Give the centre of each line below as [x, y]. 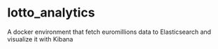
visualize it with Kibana [40, 39]
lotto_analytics [51, 13]
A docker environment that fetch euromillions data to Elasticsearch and [109, 32]
